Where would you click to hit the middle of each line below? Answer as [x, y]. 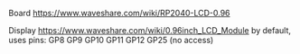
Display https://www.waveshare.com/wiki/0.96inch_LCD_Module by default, [150, 30]
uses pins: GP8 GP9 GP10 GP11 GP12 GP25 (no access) [111, 40]
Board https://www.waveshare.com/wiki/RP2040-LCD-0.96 [120, 13]
